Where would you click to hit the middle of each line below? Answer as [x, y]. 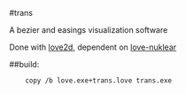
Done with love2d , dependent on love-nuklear [93, 47]
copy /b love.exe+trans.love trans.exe [99, 81]
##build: [24, 64]
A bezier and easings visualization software [89, 30]
